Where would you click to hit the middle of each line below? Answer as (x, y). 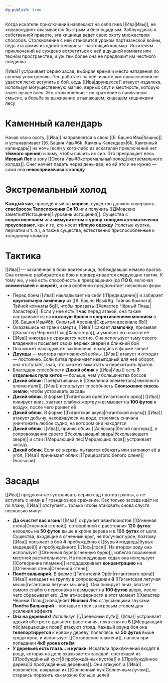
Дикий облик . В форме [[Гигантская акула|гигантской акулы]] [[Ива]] (87, 413)
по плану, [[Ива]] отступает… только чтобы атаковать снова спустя (77, 505)
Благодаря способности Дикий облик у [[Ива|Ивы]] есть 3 (76, 370)
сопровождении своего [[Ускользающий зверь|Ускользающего (80, 434)
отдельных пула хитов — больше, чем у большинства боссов (79, 375)
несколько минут (24, 511)
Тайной (20, 306)
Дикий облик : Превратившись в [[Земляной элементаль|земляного (86, 381)
